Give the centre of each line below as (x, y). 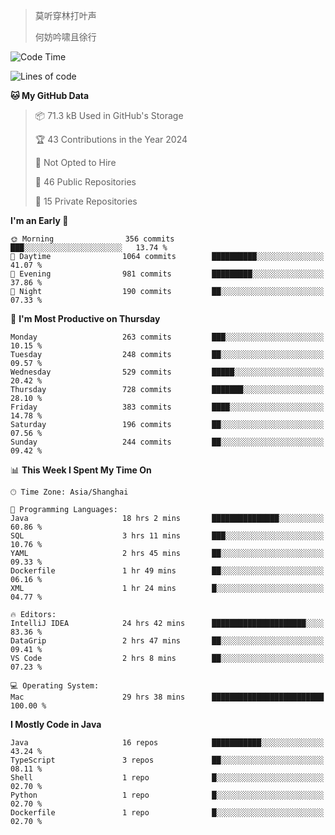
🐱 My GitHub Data (50, 95)
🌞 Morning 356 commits (92, 239)
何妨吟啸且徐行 (65, 37)
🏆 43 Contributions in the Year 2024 (111, 139)
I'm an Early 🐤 (39, 220)
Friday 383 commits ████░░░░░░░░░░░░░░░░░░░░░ (167, 407)
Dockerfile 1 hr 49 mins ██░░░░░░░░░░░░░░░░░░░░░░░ (167, 571)
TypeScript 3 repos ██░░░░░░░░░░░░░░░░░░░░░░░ (167, 760)
